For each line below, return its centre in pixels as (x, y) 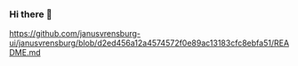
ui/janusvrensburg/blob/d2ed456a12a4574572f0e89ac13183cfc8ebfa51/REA (149, 43)
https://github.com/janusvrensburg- (75, 34)
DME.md (25, 53)
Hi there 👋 (31, 14)
